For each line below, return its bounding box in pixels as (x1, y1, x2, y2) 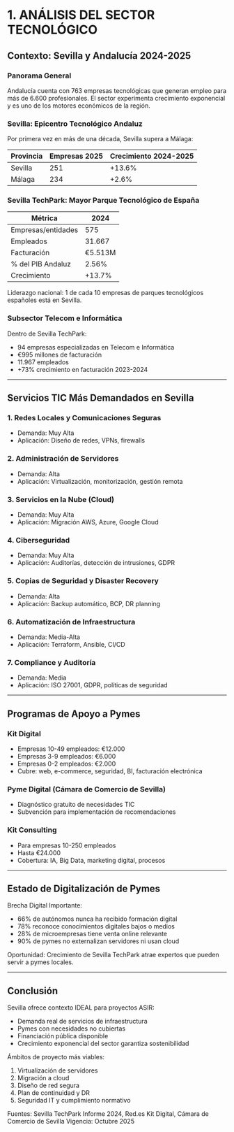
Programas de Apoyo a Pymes (7, 708, 141, 719)
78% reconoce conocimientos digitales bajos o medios (17, 922, 175, 931)
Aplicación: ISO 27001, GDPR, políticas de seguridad (17, 681, 169, 689)
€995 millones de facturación (17, 350, 102, 359)
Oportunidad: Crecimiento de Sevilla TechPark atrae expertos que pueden (7, 951, 219, 959)
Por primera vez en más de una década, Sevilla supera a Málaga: (7, 135, 194, 143)
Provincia (10, 151, 43, 161)
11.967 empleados (17, 357, 70, 366)
